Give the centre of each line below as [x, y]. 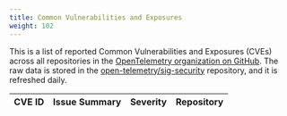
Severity [148, 102]
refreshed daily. [38, 79]
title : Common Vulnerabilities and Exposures [96, 17]
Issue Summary [87, 102]
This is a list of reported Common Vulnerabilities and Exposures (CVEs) [141, 51]
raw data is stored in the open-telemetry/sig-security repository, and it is [143, 70]
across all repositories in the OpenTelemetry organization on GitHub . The [144, 61]
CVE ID [29, 102]
